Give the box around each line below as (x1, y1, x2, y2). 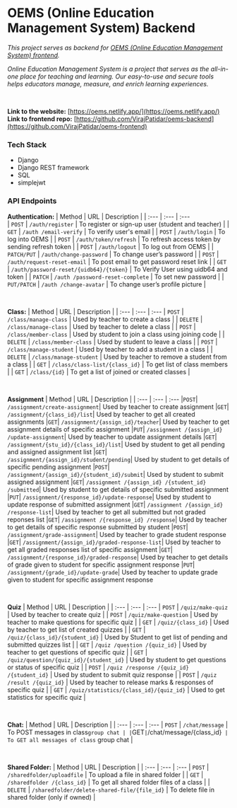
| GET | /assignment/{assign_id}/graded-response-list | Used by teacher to (7, 538, 221, 546)
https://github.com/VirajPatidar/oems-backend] (76, 115, 214, 123)
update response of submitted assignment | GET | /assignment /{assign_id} (7, 500, 224, 509)
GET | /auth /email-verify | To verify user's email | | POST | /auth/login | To (7, 227, 226, 236)
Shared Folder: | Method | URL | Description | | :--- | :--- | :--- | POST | (7, 763, 209, 771)
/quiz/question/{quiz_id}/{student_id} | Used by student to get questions (7, 655, 227, 664)
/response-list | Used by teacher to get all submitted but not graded (7, 507, 206, 516)
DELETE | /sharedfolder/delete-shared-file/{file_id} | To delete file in (7, 785, 215, 794)
